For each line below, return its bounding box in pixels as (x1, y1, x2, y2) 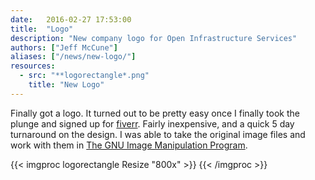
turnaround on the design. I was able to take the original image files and (10, 128, 306, 140)
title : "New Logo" (28, 80, 105, 90)
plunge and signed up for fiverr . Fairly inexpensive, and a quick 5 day (10, 117, 295, 130)
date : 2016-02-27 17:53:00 (10, 14, 132, 25)
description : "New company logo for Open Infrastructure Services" (10, 33, 298, 43)
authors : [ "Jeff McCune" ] (10, 42, 118, 53)
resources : (10, 61, 56, 71)
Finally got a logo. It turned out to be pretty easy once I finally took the (10, 107, 300, 119)
